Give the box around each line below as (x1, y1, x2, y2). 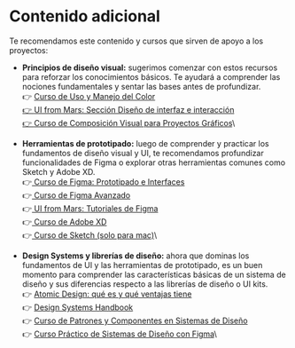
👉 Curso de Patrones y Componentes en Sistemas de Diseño (21, 315, 248, 326)
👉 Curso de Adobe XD (21, 216, 107, 227)
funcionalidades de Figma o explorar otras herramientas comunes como (21, 157, 286, 168)
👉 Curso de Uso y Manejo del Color (21, 91, 156, 101)
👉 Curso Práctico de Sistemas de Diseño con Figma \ (21, 328, 217, 339)
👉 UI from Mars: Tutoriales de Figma (21, 202, 159, 214)
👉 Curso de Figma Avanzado (21, 189, 131, 201)
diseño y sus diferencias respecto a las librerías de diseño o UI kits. (21, 278, 268, 289)
